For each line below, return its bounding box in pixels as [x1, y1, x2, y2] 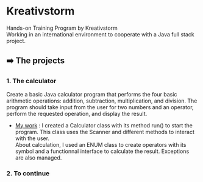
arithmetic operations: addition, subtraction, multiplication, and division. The [6, 97, 198, 104]
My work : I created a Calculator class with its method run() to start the [15, 121, 193, 129]
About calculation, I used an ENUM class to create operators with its [15, 141, 187, 148]
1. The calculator [6, 77, 57, 86]
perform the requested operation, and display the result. [6, 110, 148, 117]
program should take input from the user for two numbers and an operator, [6, 103, 194, 110]
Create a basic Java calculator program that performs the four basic [6, 90, 177, 98]
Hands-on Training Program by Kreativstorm [6, 24, 118, 32]
